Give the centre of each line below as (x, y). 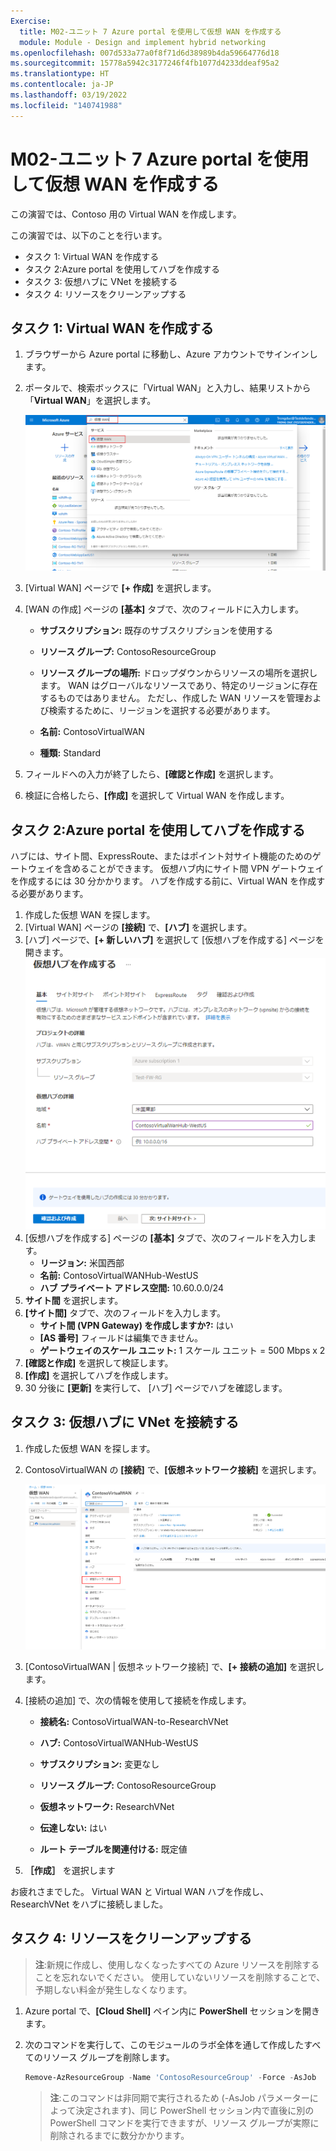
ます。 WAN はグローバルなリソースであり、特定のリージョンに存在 (178, 686)
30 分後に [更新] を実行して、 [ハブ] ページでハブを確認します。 (156, 1387)
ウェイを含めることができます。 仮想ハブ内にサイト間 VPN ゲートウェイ (176, 869)
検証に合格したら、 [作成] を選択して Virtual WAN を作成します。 (157, 796)
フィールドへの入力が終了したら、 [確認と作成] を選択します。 (151, 774)
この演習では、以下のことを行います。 (89, 235)
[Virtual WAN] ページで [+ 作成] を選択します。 (120, 588)
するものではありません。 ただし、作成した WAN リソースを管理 (172, 698)
